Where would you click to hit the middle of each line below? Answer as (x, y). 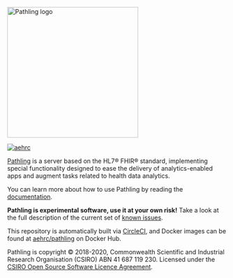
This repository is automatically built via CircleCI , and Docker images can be (117, 231)
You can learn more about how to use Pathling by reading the (95, 189)
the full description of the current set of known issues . (85, 217)
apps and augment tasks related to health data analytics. (89, 176)
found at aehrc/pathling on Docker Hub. (65, 238)
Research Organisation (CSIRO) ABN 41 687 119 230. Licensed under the (111, 259)
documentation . (30, 196)
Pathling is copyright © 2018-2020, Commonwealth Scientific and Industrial (116, 252)
